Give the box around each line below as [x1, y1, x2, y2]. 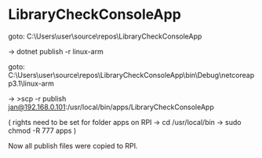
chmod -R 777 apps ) [8, 126, 77, 135]
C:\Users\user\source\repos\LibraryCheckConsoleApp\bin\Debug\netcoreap [8, 70, 255, 79]
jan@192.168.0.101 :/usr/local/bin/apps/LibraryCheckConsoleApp [8, 102, 214, 112]
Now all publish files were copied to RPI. [8, 141, 138, 150]
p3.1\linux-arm [8, 79, 55, 88]
